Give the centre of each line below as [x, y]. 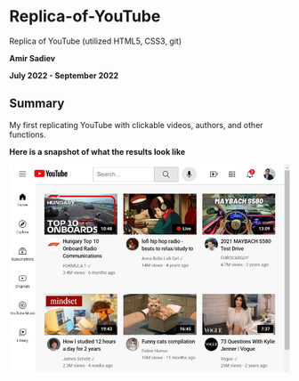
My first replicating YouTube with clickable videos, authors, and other [137, 125]
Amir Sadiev [32, 58]
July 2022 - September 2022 [64, 75]
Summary [37, 104]
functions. [28, 134]
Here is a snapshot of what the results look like [97, 151]
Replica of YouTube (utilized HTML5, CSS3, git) [96, 41]
